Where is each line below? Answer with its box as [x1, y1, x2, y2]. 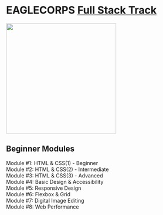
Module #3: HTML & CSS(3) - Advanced [6, 172, 104, 179]
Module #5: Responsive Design [6, 184, 81, 192]
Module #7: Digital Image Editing [6, 197, 84, 204]
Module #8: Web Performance [6, 203, 79, 210]
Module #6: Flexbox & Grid [6, 190, 71, 197]
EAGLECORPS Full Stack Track [6, 4, 157, 17]
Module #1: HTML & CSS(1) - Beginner [6, 159, 99, 166]
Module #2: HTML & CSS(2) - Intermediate [6, 166, 109, 173]
